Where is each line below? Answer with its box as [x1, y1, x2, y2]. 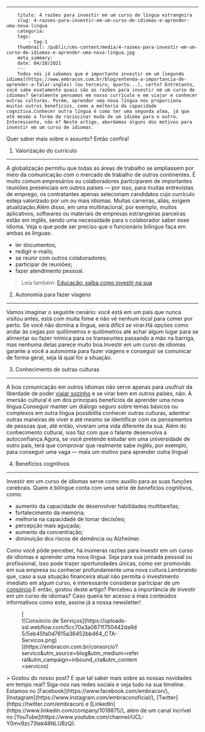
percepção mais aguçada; [15, 522, 81, 529]
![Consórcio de [21, 617, 59, 624]
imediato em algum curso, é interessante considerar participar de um [6, 579, 180, 587]
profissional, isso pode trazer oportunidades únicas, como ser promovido [6, 560, 191, 567]
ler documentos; [15, 241, 57, 248]
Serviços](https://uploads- [60, 617, 127, 624]
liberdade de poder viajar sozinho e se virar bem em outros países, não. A [6, 390, 192, 397]
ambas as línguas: [6, 230, 52, 236]
